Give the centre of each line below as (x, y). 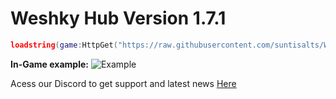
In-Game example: (49, 64)
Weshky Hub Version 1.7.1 (118, 18)
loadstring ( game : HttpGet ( (64, 45)
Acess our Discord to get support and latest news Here (123, 83)
